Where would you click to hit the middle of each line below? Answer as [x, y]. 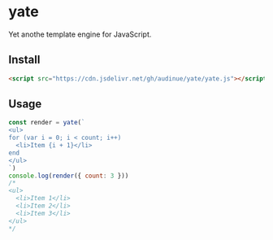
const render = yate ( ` [47, 123]
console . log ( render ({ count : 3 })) [69, 176]
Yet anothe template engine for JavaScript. [80, 34]
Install [24, 60]
